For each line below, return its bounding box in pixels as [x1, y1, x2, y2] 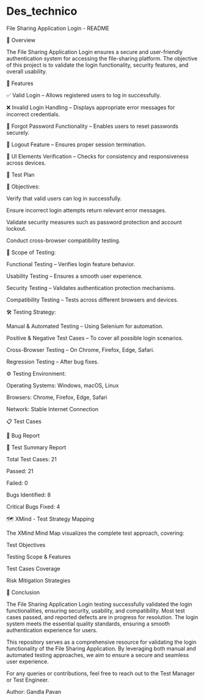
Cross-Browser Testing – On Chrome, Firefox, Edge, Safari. [6, 346, 155, 353]
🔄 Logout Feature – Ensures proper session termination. [6, 141, 147, 148]
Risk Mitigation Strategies [6, 576, 71, 584]
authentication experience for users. [6, 626, 98, 634]
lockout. [6, 225, 27, 232]
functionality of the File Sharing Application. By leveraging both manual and [6, 644, 197, 652]
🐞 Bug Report [6, 431, 40, 439]
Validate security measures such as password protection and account [6, 218, 182, 226]
